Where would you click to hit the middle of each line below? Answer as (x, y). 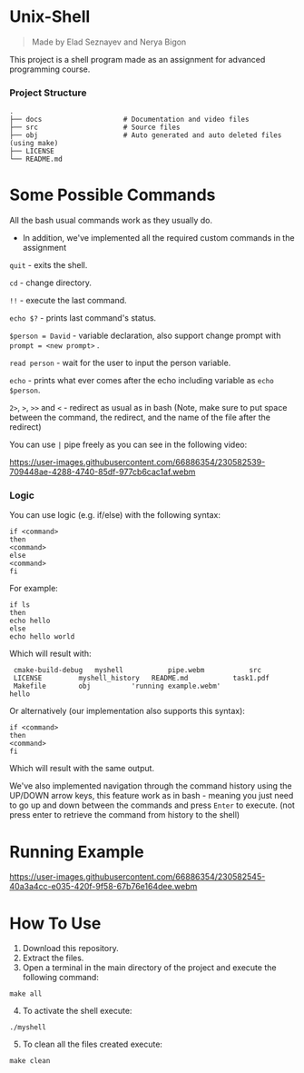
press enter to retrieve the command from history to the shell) (125, 815)
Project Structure (48, 93)
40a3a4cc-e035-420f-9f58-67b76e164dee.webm (103, 887)
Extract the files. (53, 958)
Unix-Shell (50, 17)
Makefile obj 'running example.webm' (117, 686)
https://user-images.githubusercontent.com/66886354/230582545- (137, 877)
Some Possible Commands (113, 195)
